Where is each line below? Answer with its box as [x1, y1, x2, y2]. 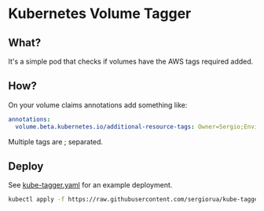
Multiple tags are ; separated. [8, 136, 104, 146]
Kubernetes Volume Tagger [8, 5, 192, 23]
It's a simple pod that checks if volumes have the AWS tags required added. [8, 56, 254, 66]
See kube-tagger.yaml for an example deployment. [8, 180, 173, 190]
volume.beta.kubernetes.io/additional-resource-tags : [15, 122, 195, 130]
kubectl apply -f [8, 195, 65, 204]
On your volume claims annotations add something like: [8, 100, 188, 110]
